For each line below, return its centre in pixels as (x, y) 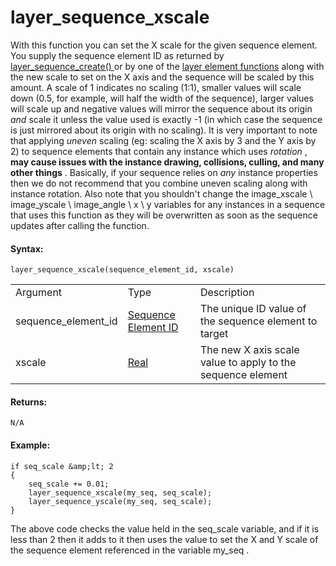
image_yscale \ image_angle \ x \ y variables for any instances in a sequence (168, 204)
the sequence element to (258, 321)
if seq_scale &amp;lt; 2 (62, 466)
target (214, 334)
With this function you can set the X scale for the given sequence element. (164, 45)
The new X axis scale (249, 350)
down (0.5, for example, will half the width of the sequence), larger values (162, 98)
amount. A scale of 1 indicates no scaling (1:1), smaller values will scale (156, 87)
